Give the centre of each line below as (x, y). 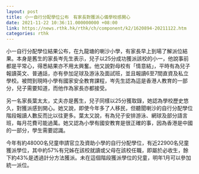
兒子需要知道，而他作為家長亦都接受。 (63, 88)
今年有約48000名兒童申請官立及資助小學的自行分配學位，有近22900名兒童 (98, 143)
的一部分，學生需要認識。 (37, 130)
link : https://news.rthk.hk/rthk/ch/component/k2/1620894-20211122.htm (96, 28)
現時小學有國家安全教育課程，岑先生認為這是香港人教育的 (107, 81)
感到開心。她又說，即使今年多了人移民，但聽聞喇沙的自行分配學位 (112, 108)
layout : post (22, 12)
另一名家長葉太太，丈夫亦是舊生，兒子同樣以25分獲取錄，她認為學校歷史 (95, 101)
